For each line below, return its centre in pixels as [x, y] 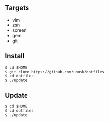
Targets [17, 8]
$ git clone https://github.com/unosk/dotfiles [55, 72]
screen [19, 30]
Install [15, 56]
